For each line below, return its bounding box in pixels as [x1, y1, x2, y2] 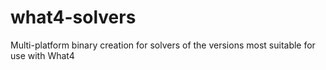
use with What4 [10, 49, 75, 61]
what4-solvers [10, 6, 137, 29]
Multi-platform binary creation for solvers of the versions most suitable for [10, 39, 316, 51]
